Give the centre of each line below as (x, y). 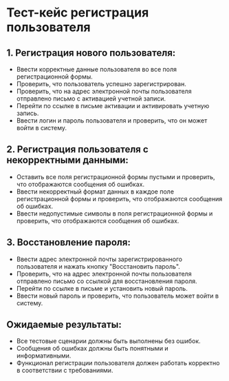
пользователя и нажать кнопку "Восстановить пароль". (98, 266)
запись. (28, 113)
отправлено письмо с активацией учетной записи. (91, 99)
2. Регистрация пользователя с (77, 150)
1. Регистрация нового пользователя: (91, 53)
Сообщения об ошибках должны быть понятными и (92, 349)
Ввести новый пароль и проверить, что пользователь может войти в (118, 296)
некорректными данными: (67, 160)
